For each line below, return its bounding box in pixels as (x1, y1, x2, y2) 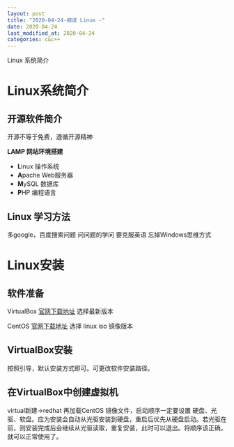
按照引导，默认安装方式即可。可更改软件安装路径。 (7, 363, 154, 372)
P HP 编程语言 (17, 189, 57, 197)
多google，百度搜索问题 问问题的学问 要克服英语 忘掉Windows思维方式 (7, 230, 212, 239)
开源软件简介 (7, 113, 63, 125)
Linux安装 (7, 258, 65, 274)
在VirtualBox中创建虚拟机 (7, 386, 118, 398)
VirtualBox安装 (7, 344, 73, 356)
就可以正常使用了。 (7, 432, 63, 441)
